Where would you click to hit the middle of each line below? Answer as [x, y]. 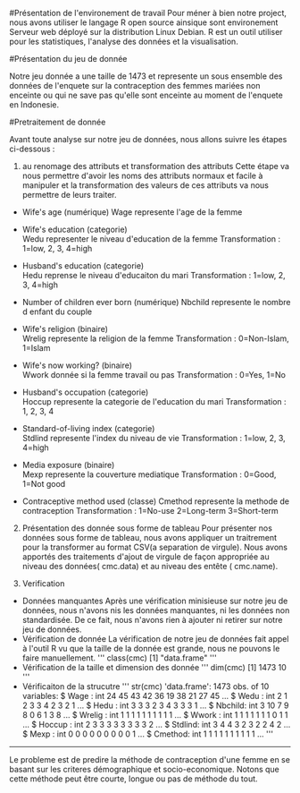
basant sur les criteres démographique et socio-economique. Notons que [144, 769]
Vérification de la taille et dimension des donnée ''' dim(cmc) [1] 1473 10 [154, 667]
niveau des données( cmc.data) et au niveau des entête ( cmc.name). [150, 566]
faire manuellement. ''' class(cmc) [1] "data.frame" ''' [119, 658]
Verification [43, 584]
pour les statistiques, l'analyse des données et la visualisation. [124, 41]
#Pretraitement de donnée [58, 122]
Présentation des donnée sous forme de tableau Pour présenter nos [147, 528]
